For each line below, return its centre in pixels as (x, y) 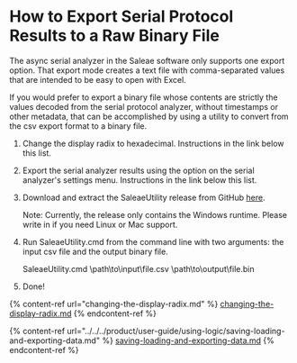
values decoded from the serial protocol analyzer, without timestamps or (144, 106)
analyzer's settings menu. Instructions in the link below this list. (139, 180)
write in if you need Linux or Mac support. (100, 224)
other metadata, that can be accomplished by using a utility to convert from (149, 116)
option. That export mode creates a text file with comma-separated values (147, 70)
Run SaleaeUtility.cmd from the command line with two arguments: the (153, 241)
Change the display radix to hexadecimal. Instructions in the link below (153, 143)
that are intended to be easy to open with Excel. (98, 79)
